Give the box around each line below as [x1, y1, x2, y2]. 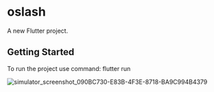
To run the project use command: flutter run [7, 64, 131, 72]
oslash [7, 4, 46, 20]
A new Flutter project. [7, 27, 69, 35]
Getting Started [7, 46, 75, 58]
